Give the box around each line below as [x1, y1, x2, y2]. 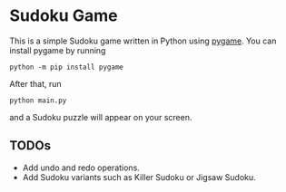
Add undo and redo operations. [22, 162, 141, 173]
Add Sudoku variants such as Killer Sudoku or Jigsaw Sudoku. [22, 171, 256, 182]
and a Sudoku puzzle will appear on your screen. [9, 111, 192, 122]
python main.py [9, 96, 67, 105]
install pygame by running [9, 44, 106, 55]
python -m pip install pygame [9, 62, 124, 72]
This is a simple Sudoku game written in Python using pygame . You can [9, 35, 277, 46]
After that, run [9, 78, 62, 89]
